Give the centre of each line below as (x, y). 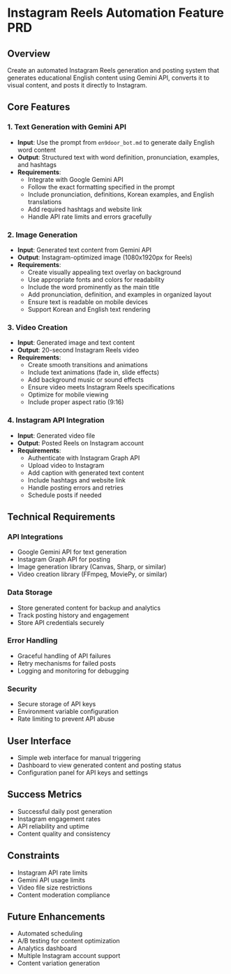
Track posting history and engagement (73, 615)
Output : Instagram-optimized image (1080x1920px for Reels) (105, 257)
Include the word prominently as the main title (94, 287)
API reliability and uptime (53, 826)
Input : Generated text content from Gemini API (84, 250)
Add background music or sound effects (86, 380)
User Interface (39, 741)
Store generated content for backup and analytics (89, 608)
